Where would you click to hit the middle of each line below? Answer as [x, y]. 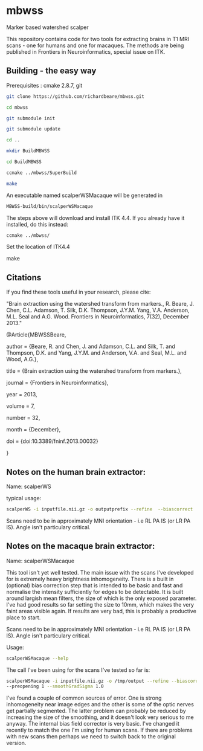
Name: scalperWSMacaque [40, 561]
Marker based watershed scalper [47, 27]
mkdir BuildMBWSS [28, 151]
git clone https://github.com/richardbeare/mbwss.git [76, 96]
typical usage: [24, 498]
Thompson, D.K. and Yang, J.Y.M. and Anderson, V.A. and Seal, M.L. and [97, 353]
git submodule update [34, 129]
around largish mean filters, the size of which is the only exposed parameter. [101, 598]
